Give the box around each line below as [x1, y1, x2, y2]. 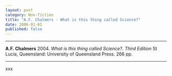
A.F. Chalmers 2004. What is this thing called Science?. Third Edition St [5, 46, 158, 52]
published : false [5, 27, 42, 32]
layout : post [5, 7, 33, 13]
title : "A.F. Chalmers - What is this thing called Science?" [5, 17, 141, 22]
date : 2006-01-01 [5, 22, 42, 27]
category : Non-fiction [5, 12, 54, 17]
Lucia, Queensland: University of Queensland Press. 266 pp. [5, 51, 133, 57]
